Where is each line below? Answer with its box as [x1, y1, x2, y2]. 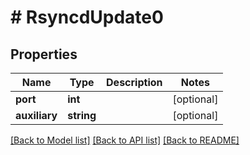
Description [106, 76, 163, 89]
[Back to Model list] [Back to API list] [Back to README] [10, 134, 240, 146]
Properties [10, 46, 78, 63]
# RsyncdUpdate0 [10, 6, 164, 29]
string [67, 109, 97, 122]
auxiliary [15, 109, 58, 122]
